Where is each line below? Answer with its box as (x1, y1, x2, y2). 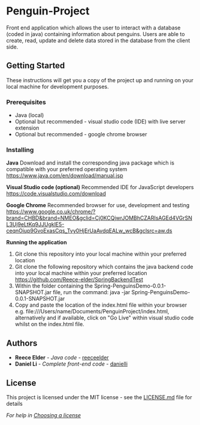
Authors (6, 338, 38, 348)
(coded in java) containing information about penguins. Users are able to (6, 30, 185, 37)
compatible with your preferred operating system (6, 166, 128, 173)
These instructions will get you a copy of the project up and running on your (6, 76, 193, 83)
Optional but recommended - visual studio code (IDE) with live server (14, 118, 186, 125)
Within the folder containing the (14, 282, 93, 289)
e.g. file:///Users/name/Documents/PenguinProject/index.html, (14, 308, 169, 315)
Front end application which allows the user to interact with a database (6, 24, 181, 31)
